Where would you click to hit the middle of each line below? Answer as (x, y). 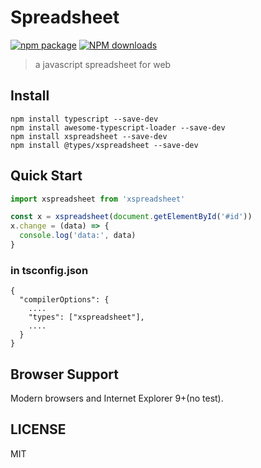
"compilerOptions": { (64, 300)
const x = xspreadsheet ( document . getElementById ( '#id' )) (131, 217)
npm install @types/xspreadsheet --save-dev (104, 145)
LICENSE (38, 429)
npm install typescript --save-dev (84, 119)
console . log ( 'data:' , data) (78, 236)
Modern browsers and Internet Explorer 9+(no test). (117, 398)
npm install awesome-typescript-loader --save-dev (118, 127)
